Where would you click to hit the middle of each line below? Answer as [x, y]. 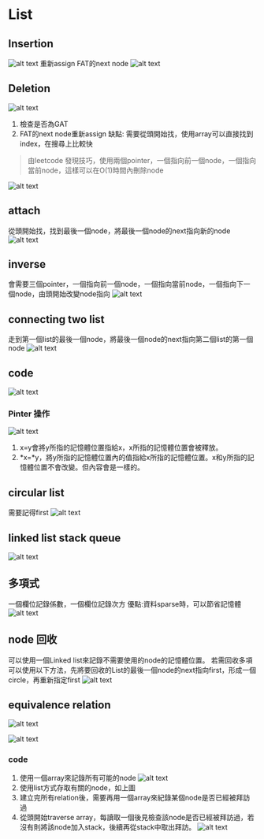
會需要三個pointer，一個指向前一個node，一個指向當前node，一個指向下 [126, 284]
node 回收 [33, 640]
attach [24, 211]
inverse [27, 264]
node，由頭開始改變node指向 [62, 294]
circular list [36, 493]
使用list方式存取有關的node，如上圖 [77, 787]
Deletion [30, 89]
